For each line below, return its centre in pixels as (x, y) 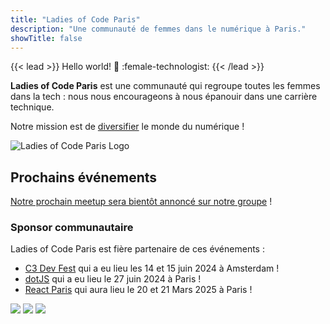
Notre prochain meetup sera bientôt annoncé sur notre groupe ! (141, 202)
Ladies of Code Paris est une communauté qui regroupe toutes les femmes (165, 86)
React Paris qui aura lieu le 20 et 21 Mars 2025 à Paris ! (138, 290)
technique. (32, 107)
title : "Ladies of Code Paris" (75, 19)
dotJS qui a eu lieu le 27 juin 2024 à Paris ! (113, 279)
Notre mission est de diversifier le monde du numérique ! (127, 127)
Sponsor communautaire (72, 228)
